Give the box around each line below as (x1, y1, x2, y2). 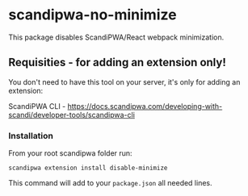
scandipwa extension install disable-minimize (8, 164, 168, 173)
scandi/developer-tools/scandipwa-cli (8, 110, 136, 119)
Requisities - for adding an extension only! (8, 56, 226, 69)
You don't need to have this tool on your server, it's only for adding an (8, 77, 241, 86)
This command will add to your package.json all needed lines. (8, 178, 212, 188)
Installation (8, 130, 54, 141)
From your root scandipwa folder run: (8, 148, 132, 158)
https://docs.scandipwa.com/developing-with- (67, 101, 223, 111)
